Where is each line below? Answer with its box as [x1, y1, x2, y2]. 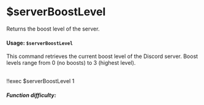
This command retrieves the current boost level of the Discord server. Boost [6, 52, 198, 60]
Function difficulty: [6, 91, 56, 99]
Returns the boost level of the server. [6, 25, 100, 32]
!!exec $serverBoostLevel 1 [6, 78, 75, 85]
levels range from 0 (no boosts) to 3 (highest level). [6, 59, 136, 67]
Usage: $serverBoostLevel [6, 39, 74, 46]
